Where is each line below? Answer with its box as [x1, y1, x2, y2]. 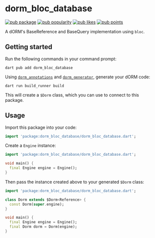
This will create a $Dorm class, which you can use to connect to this [5, 92, 139, 98]
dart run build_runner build [5, 83, 64, 88]
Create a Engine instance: [5, 143, 56, 148]
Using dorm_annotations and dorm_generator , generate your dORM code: [5, 74, 150, 80]
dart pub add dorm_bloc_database [5, 65, 73, 70]
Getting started [5, 43, 53, 51]
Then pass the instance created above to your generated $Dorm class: [5, 179, 144, 185]
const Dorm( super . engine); [9, 202, 64, 207]
